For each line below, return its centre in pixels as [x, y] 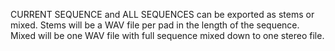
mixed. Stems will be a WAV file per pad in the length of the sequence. [155, 25]
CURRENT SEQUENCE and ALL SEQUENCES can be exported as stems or [162, 14]
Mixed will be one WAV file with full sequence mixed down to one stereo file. [167, 35]
